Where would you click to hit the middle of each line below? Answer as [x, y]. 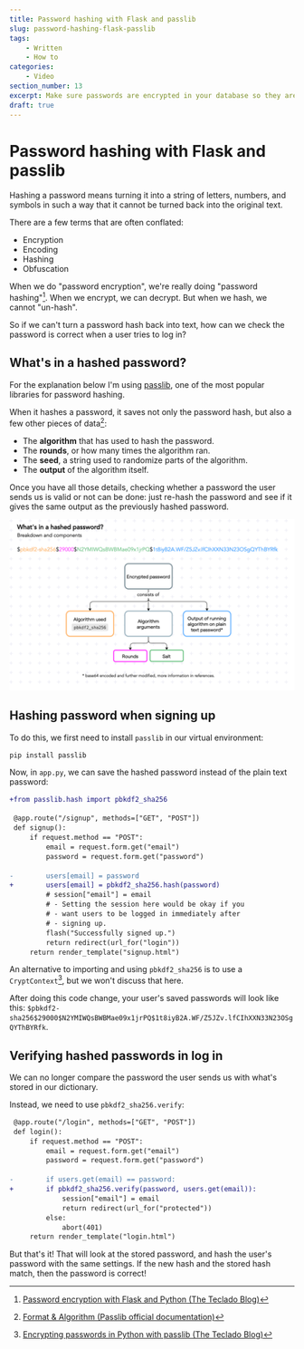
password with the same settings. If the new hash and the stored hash [140, 1264]
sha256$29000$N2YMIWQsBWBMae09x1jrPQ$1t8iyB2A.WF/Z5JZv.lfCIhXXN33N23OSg [152, 1018]
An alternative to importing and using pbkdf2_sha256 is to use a [126, 969]
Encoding [40, 250]
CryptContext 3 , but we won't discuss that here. [96, 980]
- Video [40, 77]
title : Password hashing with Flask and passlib [103, 19]
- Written [44, 48]
